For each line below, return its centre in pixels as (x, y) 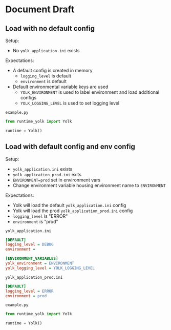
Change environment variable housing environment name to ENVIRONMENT (89, 185)
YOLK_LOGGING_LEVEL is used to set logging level (70, 103)
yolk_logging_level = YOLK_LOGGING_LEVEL (50, 268)
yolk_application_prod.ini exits (47, 174)
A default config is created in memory (53, 70)
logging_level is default (46, 76)
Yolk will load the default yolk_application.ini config (69, 205)
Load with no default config (50, 28)
